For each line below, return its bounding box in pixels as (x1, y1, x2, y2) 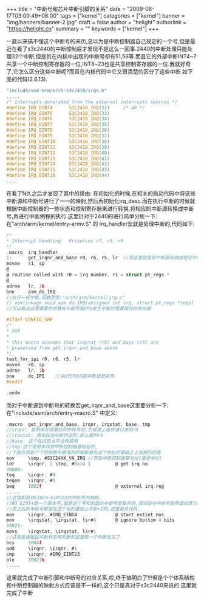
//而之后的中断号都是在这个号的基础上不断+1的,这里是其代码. (6, 506, 141, 512)
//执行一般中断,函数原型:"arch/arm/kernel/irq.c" (6, 294, 126, 301)
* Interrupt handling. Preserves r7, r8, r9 (6, 238, 123, 244)
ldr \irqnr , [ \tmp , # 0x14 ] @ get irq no (6, 460, 148, 467)
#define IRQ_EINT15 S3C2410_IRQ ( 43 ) (6, 166, 110, 173)
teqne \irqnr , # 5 (6, 477, 56, 484)
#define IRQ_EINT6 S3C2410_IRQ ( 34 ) (6, 116, 110, 122)
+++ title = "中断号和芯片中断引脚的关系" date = (6, 5, 126, 12)
